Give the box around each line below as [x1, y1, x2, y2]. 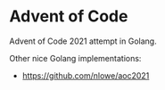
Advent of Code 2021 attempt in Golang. [9, 36, 158, 46]
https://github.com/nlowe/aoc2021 [21, 70, 150, 81]
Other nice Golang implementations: [9, 53, 142, 63]
